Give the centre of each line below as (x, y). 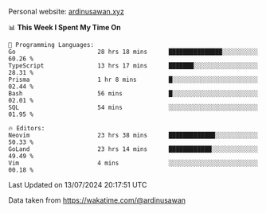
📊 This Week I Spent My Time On (65, 27)
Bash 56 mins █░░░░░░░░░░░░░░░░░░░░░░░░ (133, 94)
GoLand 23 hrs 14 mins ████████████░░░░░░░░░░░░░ (133, 149)
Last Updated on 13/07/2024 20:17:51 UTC (78, 185)
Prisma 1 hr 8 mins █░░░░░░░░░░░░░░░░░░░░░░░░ (133, 79)
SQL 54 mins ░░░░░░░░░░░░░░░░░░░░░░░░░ (133, 107)
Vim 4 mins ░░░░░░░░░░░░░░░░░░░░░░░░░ (133, 163)
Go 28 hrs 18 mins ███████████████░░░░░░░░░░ (133, 52)
